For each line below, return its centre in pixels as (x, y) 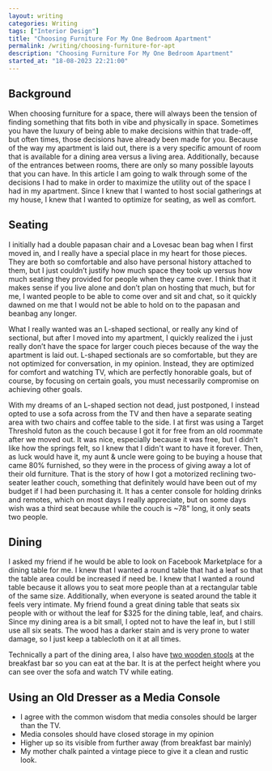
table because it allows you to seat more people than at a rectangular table (133, 587)
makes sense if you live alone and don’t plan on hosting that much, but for (132, 288)
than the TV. (40, 726)
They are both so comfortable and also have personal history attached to (130, 262)
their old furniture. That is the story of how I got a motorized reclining (123, 474)
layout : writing (36, 16)
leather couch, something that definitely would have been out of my (144, 482)
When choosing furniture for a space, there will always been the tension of (133, 113)
